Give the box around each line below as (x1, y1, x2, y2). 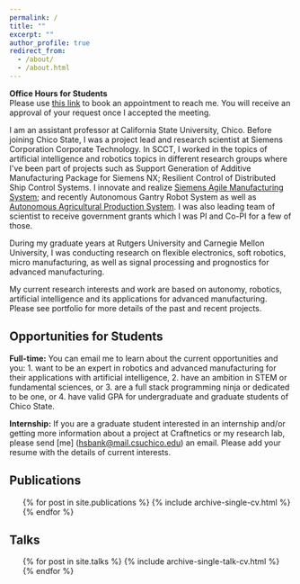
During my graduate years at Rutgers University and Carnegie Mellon (9, 238, 265, 248)
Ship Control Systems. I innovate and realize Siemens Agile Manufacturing (9, 182, 285, 193)
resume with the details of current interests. (9, 446, 172, 457)
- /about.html (17, 64, 70, 73)
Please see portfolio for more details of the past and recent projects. (9, 302, 262, 313)
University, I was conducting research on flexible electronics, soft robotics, (9, 247, 287, 257)
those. (9, 220, 33, 230)
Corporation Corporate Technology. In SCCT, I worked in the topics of (9, 143, 268, 154)
